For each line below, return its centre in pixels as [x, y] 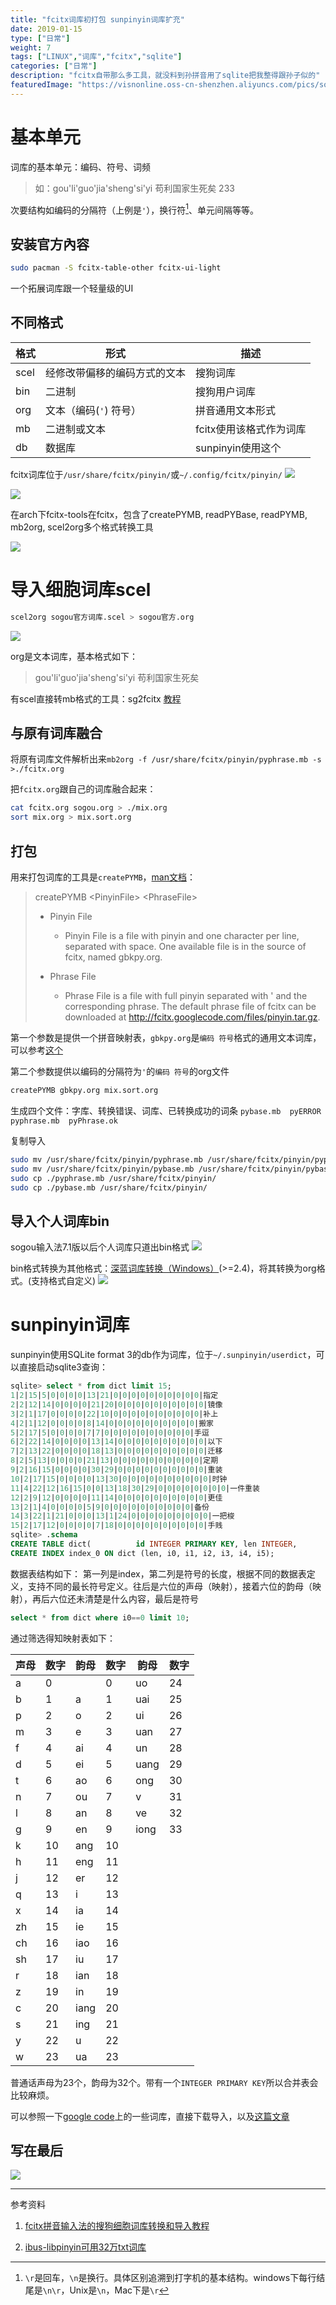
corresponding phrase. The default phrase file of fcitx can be [190, 1007]
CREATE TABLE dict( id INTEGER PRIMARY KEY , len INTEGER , [154, 1544]
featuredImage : [42, 85]
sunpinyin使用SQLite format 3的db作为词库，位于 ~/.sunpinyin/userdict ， [163, 1355]
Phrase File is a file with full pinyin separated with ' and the [186, 996]
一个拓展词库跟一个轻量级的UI [72, 288]
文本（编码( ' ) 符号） [93, 410]
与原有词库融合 [56, 733]
